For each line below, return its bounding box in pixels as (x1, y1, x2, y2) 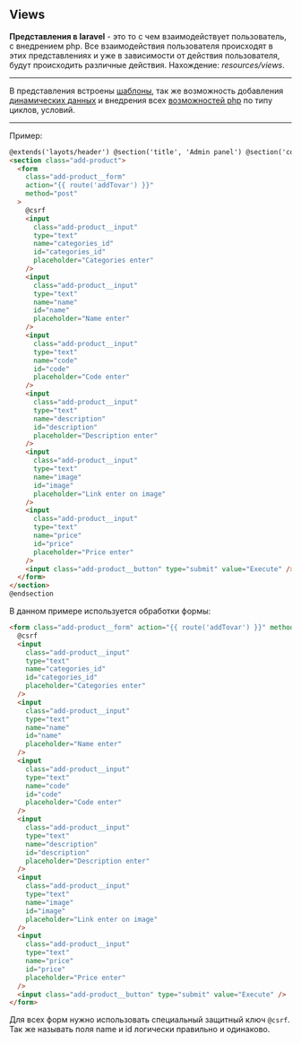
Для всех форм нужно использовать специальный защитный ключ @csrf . (9, 1014, 290, 1025)
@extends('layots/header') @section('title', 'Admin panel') (9, 147, 243, 156)
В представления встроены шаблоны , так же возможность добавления (9, 85, 284, 96)
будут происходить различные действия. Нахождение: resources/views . (9, 59, 285, 70)
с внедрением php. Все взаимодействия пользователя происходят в (9, 40, 273, 51)
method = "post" (25, 189, 78, 198)
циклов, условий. (9, 104, 76, 115)
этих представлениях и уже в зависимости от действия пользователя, (9, 49, 280, 61)
